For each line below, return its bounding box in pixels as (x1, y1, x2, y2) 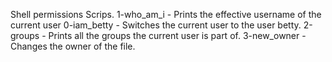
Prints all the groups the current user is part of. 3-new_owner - (48, 30, 307, 41)
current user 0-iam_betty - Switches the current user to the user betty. (10, 19, 302, 31)
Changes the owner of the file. (10, 40, 136, 52)
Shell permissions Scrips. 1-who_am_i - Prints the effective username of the (10, 9, 322, 20)
